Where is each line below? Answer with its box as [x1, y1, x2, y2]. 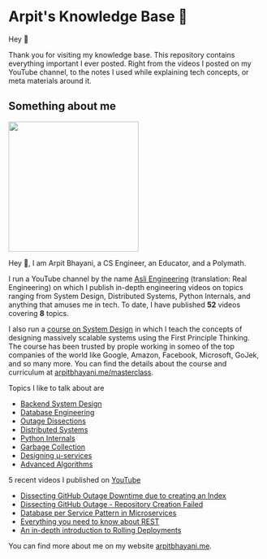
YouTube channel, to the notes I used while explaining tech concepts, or [8, 67, 249, 76]
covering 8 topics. [8, 308, 69, 318]
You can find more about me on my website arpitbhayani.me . [8, 540, 213, 551]
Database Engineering [19, 407, 95, 417]
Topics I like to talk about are [8, 383, 105, 392]
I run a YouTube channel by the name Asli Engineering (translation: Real [8, 274, 248, 284]
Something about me [8, 99, 116, 113]
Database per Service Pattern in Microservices [19, 508, 177, 518]
